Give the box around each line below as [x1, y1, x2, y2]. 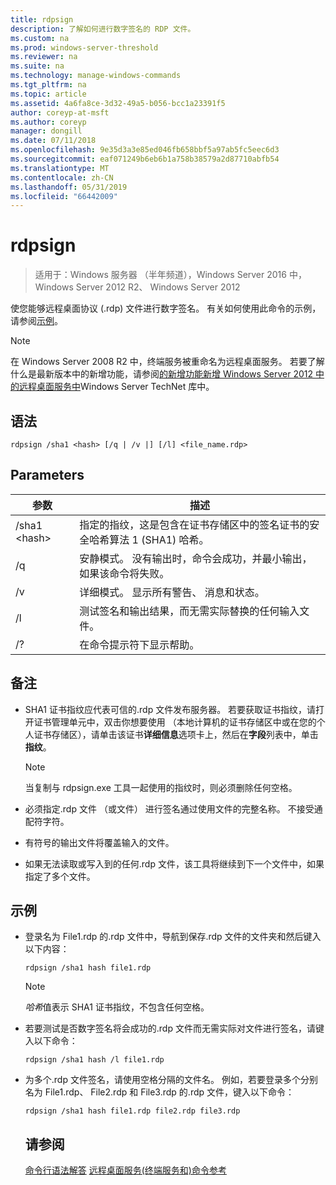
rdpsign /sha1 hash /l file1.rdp [24, 1055, 165, 1065]
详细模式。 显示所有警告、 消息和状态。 [79, 585, 265, 599]
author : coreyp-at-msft [10, 107, 110, 118]
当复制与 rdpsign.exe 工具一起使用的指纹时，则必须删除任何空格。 [24, 781, 298, 793]
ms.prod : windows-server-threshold [10, 42, 159, 53]
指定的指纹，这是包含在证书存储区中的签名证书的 [79, 517, 310, 531]
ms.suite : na [10, 61, 65, 71]
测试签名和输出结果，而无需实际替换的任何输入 [79, 604, 300, 618]
